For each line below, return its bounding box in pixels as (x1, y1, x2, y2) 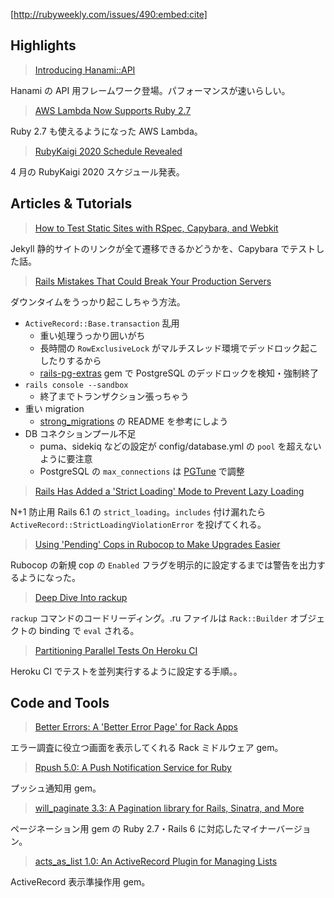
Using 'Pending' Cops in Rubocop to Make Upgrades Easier (34, 538, 281, 550)
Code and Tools (10, 695, 110, 712)
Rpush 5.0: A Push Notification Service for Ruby (34, 762, 232, 774)
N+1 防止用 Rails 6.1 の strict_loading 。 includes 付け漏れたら (10, 505, 267, 518)
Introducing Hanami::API (34, 64, 136, 76)
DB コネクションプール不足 (24, 427, 137, 439)
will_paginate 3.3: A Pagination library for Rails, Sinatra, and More (34, 802, 305, 814)
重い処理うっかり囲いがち (39, 329, 146, 341)
